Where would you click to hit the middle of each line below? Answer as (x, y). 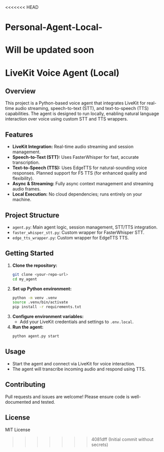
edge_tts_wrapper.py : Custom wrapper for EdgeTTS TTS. (70, 238)
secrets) (100, 445)
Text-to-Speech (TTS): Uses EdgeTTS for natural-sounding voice (80, 168)
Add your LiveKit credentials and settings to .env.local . (77, 322)
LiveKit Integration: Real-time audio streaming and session (73, 147)
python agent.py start (36, 336)
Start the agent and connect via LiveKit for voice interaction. (74, 363)
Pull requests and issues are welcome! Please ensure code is (67, 396)
